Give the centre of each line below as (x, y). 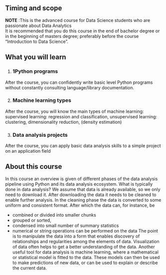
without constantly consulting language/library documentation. (70, 87)
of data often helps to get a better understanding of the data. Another (84, 247)
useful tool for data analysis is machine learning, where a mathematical (85, 252)
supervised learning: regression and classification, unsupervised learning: (81, 116)
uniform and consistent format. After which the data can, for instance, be (80, 205)
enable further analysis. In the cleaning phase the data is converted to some (83, 200)
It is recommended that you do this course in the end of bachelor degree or (83, 31)
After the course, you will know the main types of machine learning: (75, 111)
